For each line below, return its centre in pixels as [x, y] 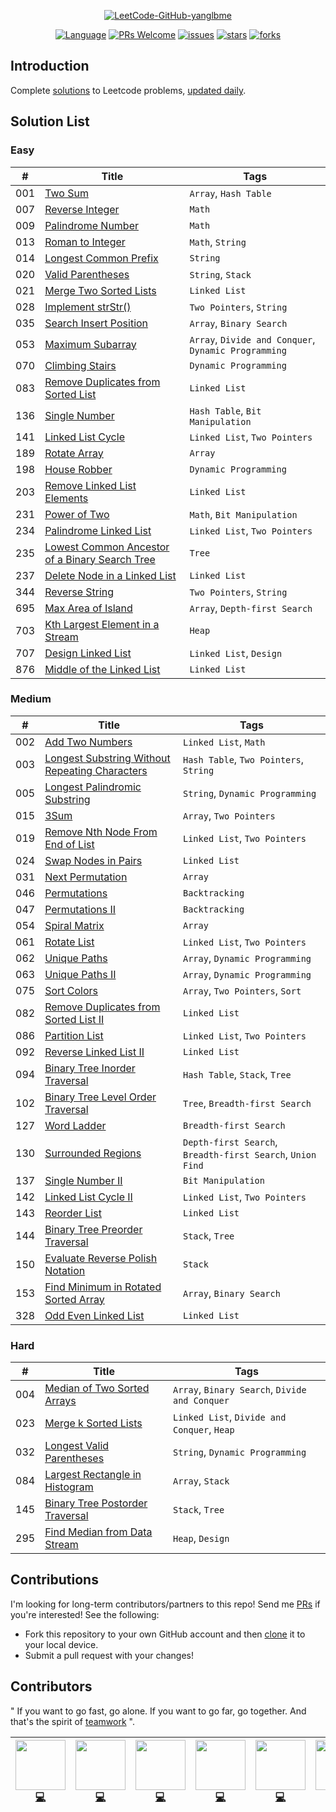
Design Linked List [88, 653]
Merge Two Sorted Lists [100, 290]
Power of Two [77, 514]
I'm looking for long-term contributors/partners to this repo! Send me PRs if [165, 1604]
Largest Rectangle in [93, 1475]
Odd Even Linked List [94, 1315]
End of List [69, 844]
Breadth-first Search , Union [250, 1154]
